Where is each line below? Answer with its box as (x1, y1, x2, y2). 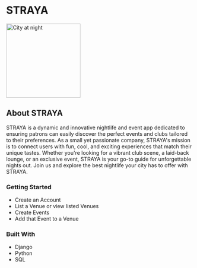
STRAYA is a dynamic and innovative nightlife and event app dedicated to (6, 124, 185, 131)
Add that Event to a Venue (14, 215, 79, 222)
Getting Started (6, 183, 52, 191)
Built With (6, 229, 36, 238)
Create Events (14, 209, 50, 216)
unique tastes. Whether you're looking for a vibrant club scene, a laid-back (6, 149, 189, 156)
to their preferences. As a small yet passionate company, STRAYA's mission (6, 136, 191, 143)
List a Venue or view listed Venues (14, 203, 99, 210)
